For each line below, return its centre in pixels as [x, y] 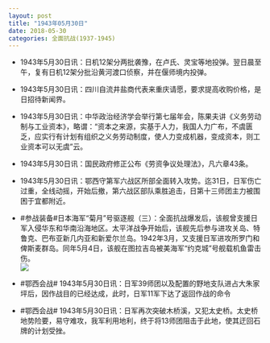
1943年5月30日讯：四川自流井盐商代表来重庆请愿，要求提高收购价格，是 [141, 89]
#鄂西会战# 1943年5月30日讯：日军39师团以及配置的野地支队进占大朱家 [140, 283]
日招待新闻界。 [45, 99]
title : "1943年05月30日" [48, 23]
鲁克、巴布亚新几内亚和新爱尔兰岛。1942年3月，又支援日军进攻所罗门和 [140, 238]
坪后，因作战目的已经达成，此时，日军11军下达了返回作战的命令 [125, 294]
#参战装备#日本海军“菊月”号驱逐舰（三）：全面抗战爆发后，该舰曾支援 [135, 218]
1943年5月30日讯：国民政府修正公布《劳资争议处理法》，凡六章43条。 [136, 164]
